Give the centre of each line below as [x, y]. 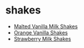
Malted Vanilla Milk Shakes [46, 26]
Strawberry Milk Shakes [42, 39]
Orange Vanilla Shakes [41, 32]
